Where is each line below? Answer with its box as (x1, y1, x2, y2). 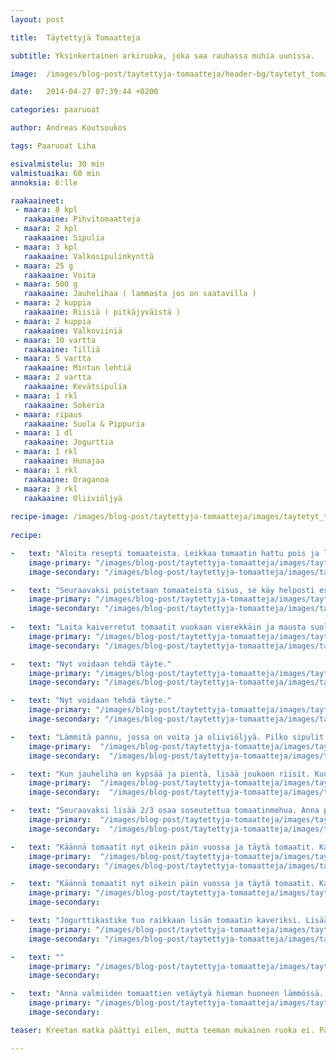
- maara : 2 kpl (14, 224, 78, 234)
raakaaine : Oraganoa (23, 474, 110, 485)
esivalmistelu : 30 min (10, 159, 105, 169)
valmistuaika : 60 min (10, 168, 101, 178)
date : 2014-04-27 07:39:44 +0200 (10, 87, 159, 97)
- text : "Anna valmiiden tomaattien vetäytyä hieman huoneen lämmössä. (10, 989, 325, 999)
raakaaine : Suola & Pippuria (23, 419, 145, 429)
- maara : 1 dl (14, 428, 74, 438)
